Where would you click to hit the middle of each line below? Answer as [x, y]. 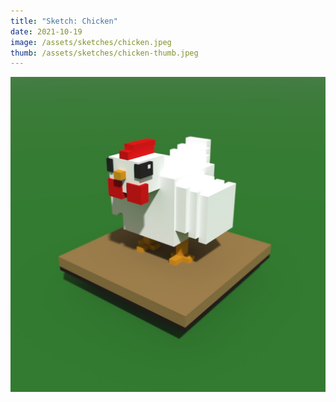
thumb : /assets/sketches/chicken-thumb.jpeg [104, 53]
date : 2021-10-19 [46, 31]
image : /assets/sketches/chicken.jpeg [91, 42]
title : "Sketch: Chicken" [64, 21]
